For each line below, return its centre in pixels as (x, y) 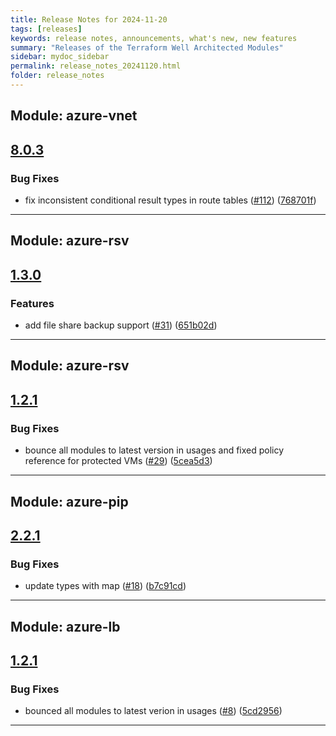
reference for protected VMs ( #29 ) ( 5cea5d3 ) (118, 461)
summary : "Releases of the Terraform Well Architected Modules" (147, 47)
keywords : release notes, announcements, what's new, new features (154, 38)
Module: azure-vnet (74, 116)
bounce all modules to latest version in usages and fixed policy (154, 450)
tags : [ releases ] (46, 29)
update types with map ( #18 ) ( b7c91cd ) (105, 586)
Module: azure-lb (65, 626)
